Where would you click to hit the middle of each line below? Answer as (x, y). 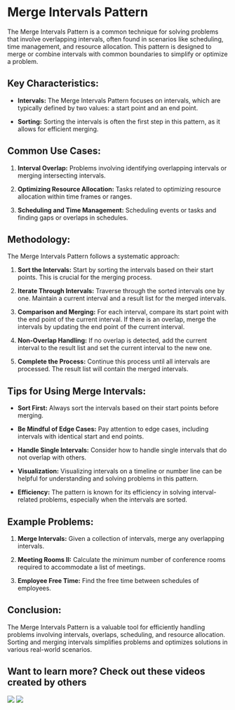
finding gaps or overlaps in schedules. (73, 217)
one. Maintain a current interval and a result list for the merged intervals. (122, 298)
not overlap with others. (52, 457)
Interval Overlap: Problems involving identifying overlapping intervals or (122, 168)
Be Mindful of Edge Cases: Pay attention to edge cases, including (113, 429)
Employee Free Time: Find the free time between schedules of (108, 581)
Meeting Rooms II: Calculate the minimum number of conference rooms (121, 560)
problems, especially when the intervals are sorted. (113, 500)
